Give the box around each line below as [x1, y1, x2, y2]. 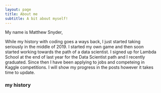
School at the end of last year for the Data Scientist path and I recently [5, 54, 145, 60]
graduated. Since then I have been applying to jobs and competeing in [5, 59, 145, 65]
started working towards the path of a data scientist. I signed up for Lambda [5, 49, 157, 55]
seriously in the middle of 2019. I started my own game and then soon [5, 44, 144, 50]
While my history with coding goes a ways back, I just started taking [5, 39, 141, 45]
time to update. [5, 70, 35, 76]
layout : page [5, 7, 31, 12]
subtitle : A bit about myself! [5, 16, 68, 21]
